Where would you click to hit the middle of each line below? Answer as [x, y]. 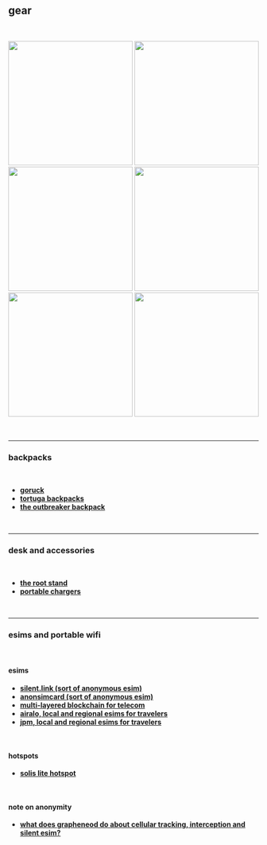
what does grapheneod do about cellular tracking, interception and [133, 824]
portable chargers [50, 591]
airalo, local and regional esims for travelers [94, 713]
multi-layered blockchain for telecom [82, 705]
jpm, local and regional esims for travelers [91, 722]
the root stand [44, 583]
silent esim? [40, 833]
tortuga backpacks [52, 498]
